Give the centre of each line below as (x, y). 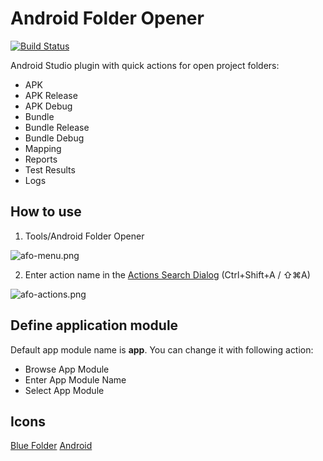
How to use (46, 212)
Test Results (50, 169)
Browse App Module (67, 369)
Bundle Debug (54, 138)
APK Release (51, 95)
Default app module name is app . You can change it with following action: (162, 349)
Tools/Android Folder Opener (84, 236)
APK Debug (48, 106)
